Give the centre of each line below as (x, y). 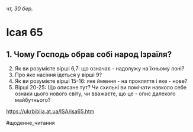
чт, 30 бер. (20, 9)
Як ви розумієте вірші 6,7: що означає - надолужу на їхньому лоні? (99, 68)
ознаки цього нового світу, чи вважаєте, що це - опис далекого (95, 94)
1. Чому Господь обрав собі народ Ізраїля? (89, 54)
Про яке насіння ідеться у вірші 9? (58, 75)
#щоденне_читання (30, 123)
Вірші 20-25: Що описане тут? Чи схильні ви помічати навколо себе (101, 87)
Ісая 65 (25, 33)
